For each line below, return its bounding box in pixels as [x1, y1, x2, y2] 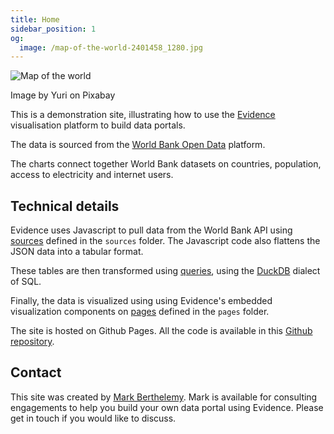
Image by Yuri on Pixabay [10, 89, 116, 101]
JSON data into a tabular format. [10, 246, 144, 258]
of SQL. [10, 276, 42, 288]
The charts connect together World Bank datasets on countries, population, [10, 158, 322, 170]
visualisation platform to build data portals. [10, 119, 186, 131]
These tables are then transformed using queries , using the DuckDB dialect [10, 265, 321, 277]
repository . [10, 336, 55, 348]
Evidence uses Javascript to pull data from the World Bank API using [10, 224, 293, 236]
